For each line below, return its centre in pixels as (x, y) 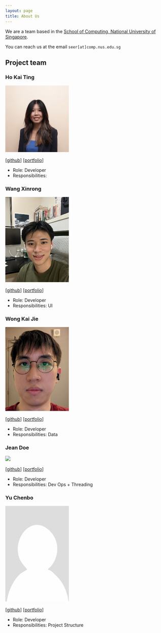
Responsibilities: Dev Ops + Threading (53, 485)
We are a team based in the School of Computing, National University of (80, 31)
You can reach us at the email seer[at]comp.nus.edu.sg (63, 46)
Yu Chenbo (19, 498)
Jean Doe (17, 447)
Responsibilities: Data (35, 434)
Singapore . (17, 37)
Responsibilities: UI (33, 306)
